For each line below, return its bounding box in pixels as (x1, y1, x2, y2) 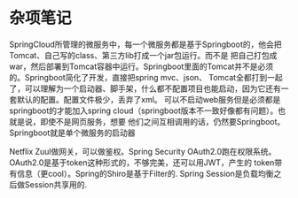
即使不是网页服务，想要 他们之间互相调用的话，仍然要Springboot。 (39, 116, 286, 126)
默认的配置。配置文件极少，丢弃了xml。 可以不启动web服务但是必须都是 (16, 94, 281, 104)
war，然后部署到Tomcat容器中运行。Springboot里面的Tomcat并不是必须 (9, 61, 274, 72)
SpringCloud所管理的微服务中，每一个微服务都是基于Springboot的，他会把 (9, 39, 282, 49)
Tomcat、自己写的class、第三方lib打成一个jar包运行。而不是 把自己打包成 (9, 49, 278, 60)
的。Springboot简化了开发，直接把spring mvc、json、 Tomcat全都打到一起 (9, 72, 283, 82)
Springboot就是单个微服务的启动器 (9, 127, 136, 138)
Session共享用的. (24, 179, 88, 190)
